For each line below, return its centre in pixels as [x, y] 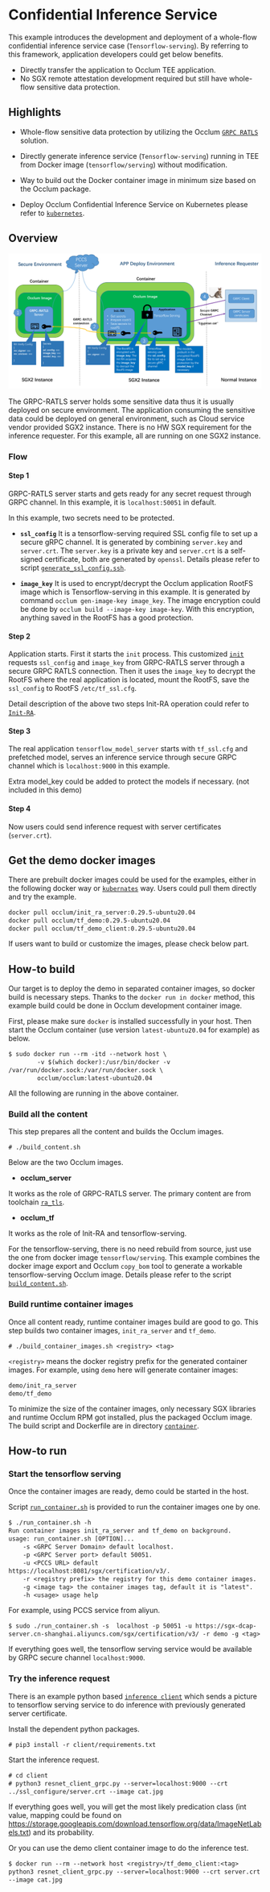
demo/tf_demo [30, 1393]
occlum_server [46, 1178]
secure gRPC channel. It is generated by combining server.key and [131, 542]
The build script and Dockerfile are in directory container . [104, 1425]
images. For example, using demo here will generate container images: [123, 1370]
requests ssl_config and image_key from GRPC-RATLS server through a [127, 663]
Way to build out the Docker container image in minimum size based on [138, 180]
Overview [33, 238]
